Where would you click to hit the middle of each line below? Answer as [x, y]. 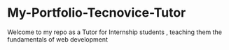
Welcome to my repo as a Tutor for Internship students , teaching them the [115, 32]
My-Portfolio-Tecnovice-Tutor [97, 13]
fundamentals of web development [58, 39]
